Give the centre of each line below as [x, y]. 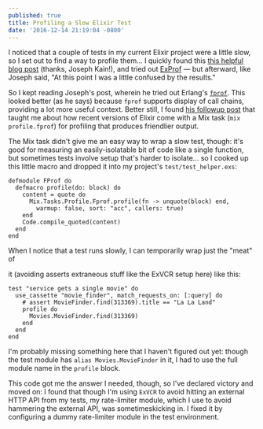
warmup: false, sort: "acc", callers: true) [110, 209]
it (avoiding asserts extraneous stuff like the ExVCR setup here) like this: [124, 274]
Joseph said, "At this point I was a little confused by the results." [112, 78]
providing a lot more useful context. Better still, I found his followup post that [131, 109]
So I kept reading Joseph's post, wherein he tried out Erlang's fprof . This [127, 93]
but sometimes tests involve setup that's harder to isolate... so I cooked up [128, 158]
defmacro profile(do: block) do [68, 188]
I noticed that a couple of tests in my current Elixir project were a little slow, [130, 53]
